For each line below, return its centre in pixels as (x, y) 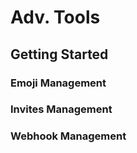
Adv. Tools (55, 17)
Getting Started (59, 54)
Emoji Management (58, 83)
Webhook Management (68, 136)
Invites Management (61, 109)
